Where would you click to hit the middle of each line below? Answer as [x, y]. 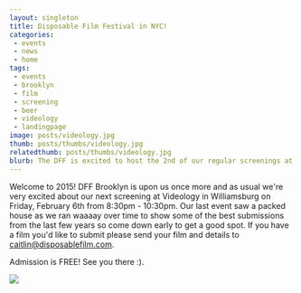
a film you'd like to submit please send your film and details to [124, 234]
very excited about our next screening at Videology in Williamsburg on [140, 196]
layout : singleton [44, 18]
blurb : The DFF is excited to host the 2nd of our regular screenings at [151, 161]
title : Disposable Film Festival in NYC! [89, 26]
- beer [26, 110]
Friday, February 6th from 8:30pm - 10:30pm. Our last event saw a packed [148, 205]
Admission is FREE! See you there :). [77, 261]
